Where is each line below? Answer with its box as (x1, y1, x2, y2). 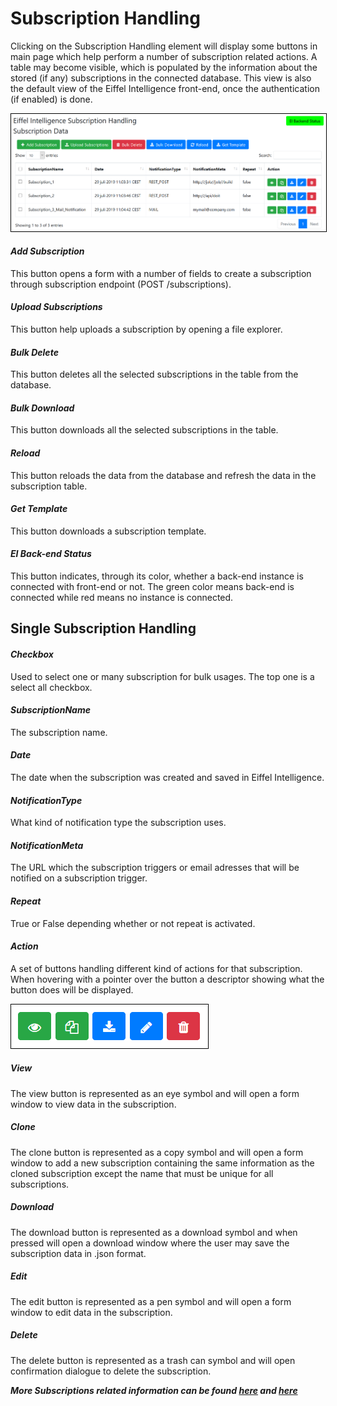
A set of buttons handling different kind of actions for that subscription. (10, 962, 303, 974)
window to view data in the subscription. (10, 1098, 177, 1110)
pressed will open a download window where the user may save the (10, 1237, 290, 1249)
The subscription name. (10, 726, 108, 738)
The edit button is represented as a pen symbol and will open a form (10, 1295, 292, 1307)
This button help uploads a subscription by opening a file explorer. (10, 323, 283, 336)
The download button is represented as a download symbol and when (10, 1226, 298, 1238)
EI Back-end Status (10, 548, 92, 560)
